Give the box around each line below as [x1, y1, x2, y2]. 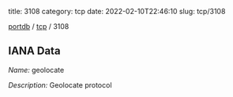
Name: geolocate [8, 65, 65, 74]
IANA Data [8, 45, 61, 58]
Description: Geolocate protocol [8, 80, 112, 89]
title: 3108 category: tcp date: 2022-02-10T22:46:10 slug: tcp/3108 [8, 7, 226, 16]
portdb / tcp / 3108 [8, 22, 70, 31]
